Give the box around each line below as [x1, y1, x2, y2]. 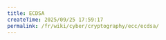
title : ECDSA [7, 9, 45, 17]
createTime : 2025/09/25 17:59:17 [7, 16, 104, 23]
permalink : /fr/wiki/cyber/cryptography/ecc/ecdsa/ [7, 22, 159, 29]
